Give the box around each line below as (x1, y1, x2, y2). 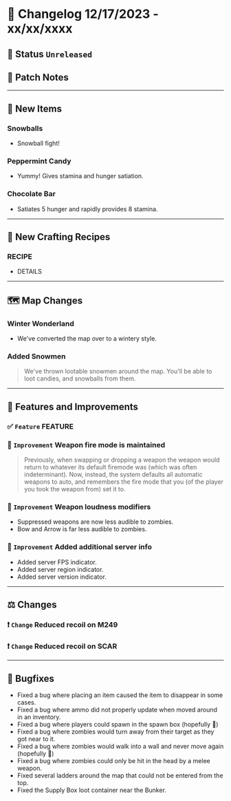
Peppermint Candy (7, 156, 71, 166)
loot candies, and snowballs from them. (23, 374, 136, 383)
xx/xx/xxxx (7, 21, 73, 36)
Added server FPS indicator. (16, 557, 98, 566)
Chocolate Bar (7, 189, 56, 199)
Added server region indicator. (16, 565, 104, 573)
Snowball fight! (16, 139, 60, 147)
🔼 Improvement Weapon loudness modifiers (7, 502, 151, 511)
